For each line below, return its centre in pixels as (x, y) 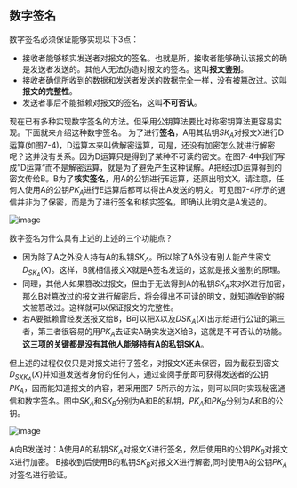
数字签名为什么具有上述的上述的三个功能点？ (91, 238)
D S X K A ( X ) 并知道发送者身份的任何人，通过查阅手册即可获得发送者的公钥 (139, 375)
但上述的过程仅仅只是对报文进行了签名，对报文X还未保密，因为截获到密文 (144, 363)
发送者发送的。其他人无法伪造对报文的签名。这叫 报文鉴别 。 (139, 68)
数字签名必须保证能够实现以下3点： (74, 39)
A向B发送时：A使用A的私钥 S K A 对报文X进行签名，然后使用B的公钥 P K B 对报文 (149, 450)
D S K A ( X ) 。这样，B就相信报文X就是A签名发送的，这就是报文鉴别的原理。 (154, 272)
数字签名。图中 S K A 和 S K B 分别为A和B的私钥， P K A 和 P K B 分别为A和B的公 (154, 401)
